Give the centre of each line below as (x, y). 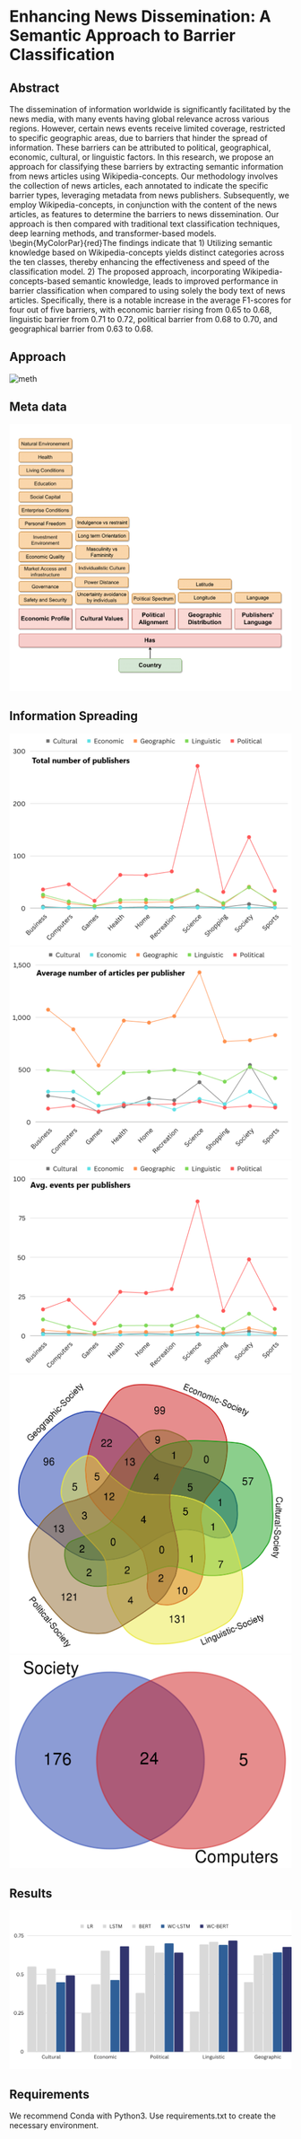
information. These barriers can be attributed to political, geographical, (140, 147)
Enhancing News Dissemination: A (140, 17)
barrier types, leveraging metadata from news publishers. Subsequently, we (149, 195)
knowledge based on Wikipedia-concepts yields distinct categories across (147, 252)
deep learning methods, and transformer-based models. (113, 233)
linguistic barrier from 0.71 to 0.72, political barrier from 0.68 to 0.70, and (143, 319)
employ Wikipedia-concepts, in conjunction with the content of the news (143, 205)
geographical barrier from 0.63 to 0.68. (82, 329)
